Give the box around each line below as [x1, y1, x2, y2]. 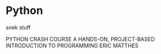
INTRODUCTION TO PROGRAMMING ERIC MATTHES [5, 42, 139, 49]
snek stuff [5, 24, 31, 31]
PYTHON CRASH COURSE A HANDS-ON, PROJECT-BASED [5, 35, 156, 42]
